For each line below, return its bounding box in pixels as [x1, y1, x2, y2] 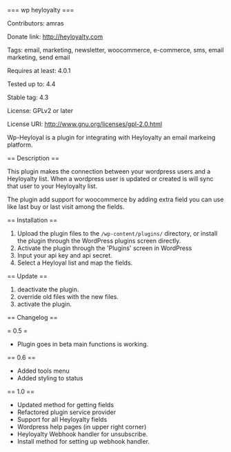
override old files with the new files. [17, 293, 119, 300]
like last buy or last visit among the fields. [7, 203, 125, 211]
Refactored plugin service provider [17, 408, 116, 416]
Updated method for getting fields [17, 401, 114, 409]
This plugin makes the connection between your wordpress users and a [7, 167, 211, 175]
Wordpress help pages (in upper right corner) [17, 423, 147, 431]
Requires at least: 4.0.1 [7, 67, 71, 74]
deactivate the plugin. [17, 285, 79, 294]
